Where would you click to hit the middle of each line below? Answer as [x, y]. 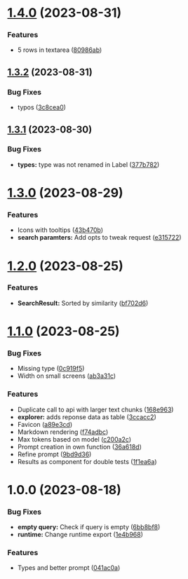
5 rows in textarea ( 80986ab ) [60, 50]
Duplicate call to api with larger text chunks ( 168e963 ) [95, 409]
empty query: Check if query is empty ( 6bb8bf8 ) [89, 527]
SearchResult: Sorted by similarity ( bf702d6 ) [83, 303]
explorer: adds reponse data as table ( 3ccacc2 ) [87, 417]
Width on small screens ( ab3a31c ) [67, 376]
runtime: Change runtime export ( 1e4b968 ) [80, 535]
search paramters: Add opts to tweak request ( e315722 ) [99, 238]
